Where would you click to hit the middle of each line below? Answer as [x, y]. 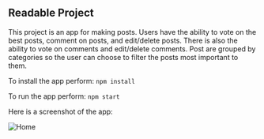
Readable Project [51, 13]
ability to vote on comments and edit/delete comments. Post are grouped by [132, 49]
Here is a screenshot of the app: [60, 111]
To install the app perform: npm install [72, 81]
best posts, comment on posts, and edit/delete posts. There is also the [123, 40]
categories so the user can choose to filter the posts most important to [123, 57]
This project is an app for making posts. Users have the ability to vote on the [132, 32]
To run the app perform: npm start [64, 96]
